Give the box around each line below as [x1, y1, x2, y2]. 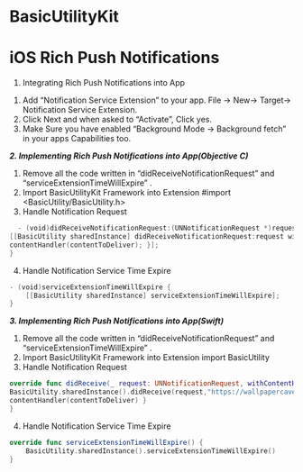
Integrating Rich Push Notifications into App [22, 77, 186, 88]
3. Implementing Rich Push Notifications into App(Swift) [9, 315, 224, 326]
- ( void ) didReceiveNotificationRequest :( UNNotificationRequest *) [17, 223, 272, 233]
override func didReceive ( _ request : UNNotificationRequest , [9, 379, 244, 388]
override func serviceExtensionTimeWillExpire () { [9, 438, 204, 447]
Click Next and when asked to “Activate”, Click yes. [22, 114, 212, 125]
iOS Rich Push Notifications [9, 48, 220, 68]
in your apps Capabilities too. [22, 133, 132, 144]
